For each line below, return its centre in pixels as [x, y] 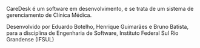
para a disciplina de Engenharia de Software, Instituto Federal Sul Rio [92, 33]
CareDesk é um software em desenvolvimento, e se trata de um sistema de [100, 9]
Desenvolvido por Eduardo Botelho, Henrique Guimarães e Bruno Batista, [98, 27]
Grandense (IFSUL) [30, 39]
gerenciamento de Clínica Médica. [49, 15]
